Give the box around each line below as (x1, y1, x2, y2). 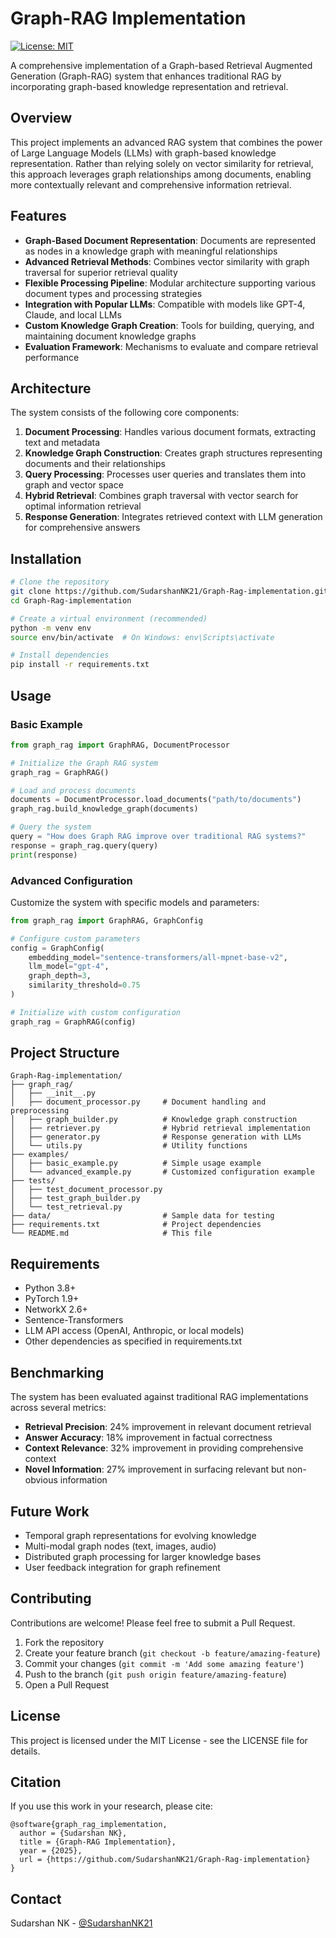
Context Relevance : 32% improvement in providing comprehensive (24, 1442, 304, 1454)
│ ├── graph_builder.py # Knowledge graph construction (10, 1115, 298, 1125)
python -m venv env (10, 623, 92, 633)
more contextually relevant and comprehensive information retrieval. (10, 178, 292, 191)
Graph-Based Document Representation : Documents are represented (24, 234, 317, 246)
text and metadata (24, 437, 101, 449)
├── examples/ (10, 1150, 70, 1160)
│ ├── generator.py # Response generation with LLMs (10, 1132, 302, 1142)
